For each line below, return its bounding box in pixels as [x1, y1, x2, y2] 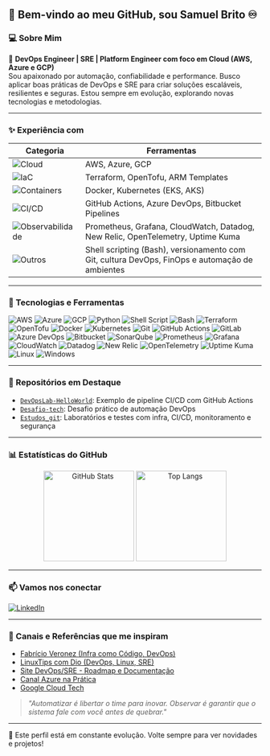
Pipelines [85, 207, 121, 219]
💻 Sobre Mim [8, 33, 63, 44]
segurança [19, 421, 56, 430]
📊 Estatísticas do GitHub [8, 449, 108, 460]
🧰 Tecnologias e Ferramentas [8, 297, 125, 308]
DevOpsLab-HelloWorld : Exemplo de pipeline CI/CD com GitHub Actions [19, 395, 254, 405]
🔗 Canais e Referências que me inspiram [8, 631, 169, 642]
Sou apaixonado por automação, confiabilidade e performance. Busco [8, 71, 241, 80]
